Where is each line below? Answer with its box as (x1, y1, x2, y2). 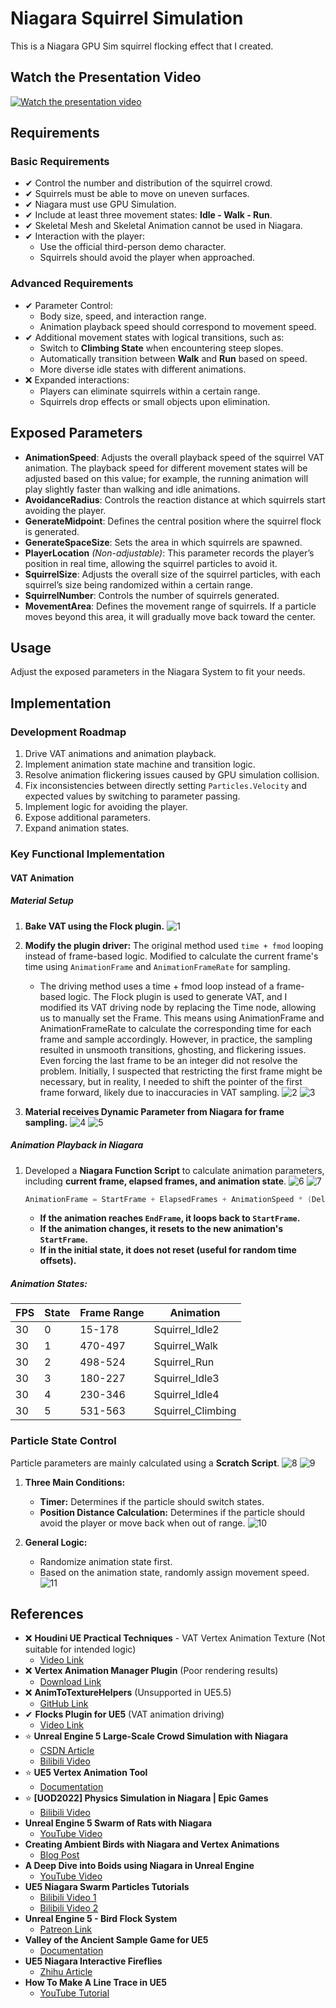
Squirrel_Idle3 (153, 1372, 220, 1386)
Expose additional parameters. (24, 812, 151, 824)
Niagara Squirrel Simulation (10, 7, 244, 30)
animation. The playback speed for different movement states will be (24, 462, 308, 474)
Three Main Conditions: (24, 1476, 126, 1488)
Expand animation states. (24, 822, 130, 834)
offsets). (39, 1255, 77, 1267)
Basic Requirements (10, 155, 110, 169)
